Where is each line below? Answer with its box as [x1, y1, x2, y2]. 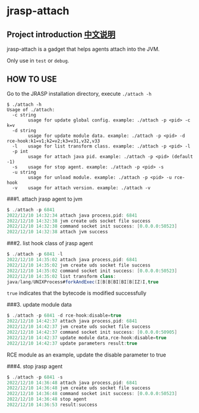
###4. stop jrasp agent [7, 362, 63, 370]
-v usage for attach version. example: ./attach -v [12, 184, 151, 191]
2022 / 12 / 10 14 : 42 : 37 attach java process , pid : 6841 [7, 318, 137, 324]
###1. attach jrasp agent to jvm [7, 195, 83, 202]
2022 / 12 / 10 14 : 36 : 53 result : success [7, 402, 97, 408]
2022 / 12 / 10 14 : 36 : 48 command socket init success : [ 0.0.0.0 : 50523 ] [7, 391, 178, 397]
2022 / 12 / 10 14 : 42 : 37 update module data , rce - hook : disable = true [7, 334, 167, 340]
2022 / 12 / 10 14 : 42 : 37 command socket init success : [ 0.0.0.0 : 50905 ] [7, 329, 178, 336]
